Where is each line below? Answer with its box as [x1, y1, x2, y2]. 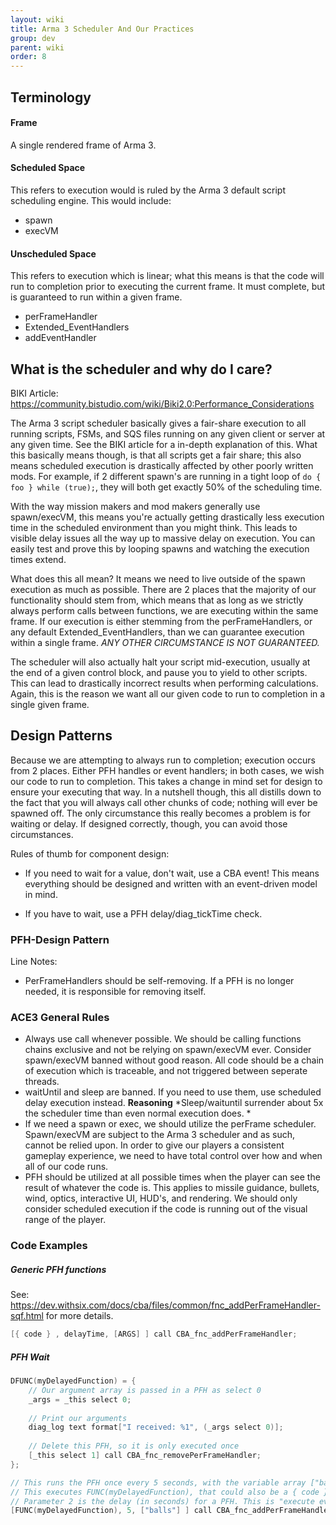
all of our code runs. [24, 1161, 109, 1173]
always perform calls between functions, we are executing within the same [10, 604, 319, 616]
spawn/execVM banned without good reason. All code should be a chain [24, 1054, 325, 1066]
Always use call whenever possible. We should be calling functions [24, 1033, 302, 1045]
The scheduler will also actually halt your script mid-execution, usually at [10, 656, 311, 668]
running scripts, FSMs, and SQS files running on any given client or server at [10, 427, 326, 440]
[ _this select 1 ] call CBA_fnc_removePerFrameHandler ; [28, 1451, 262, 1461]
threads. [24, 1076, 60, 1088]
